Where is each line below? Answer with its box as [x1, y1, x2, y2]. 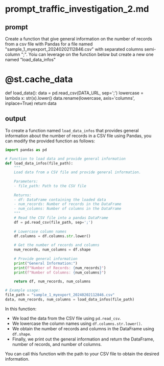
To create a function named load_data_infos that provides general [5, 127, 139, 133]
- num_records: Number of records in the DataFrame [14, 202, 121, 206]
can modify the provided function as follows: [5, 138, 95, 144]
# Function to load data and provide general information [5, 156, 126, 161]
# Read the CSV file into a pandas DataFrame [14, 215, 109, 220]
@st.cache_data [5, 74, 73, 85]
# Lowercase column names [14, 229, 67, 234]
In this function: [5, 306, 37, 312]
